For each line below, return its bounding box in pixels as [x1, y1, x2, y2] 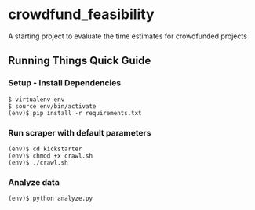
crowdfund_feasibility [8, 5, 155, 24]
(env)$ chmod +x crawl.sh [8, 151, 93, 160]
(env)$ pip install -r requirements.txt [8, 109, 143, 117]
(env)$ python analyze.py [8, 194, 93, 203]
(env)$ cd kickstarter [8, 145, 82, 153]
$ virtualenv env [8, 96, 65, 103]
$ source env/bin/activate [8, 102, 97, 110]
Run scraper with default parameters [8, 127, 151, 138]
